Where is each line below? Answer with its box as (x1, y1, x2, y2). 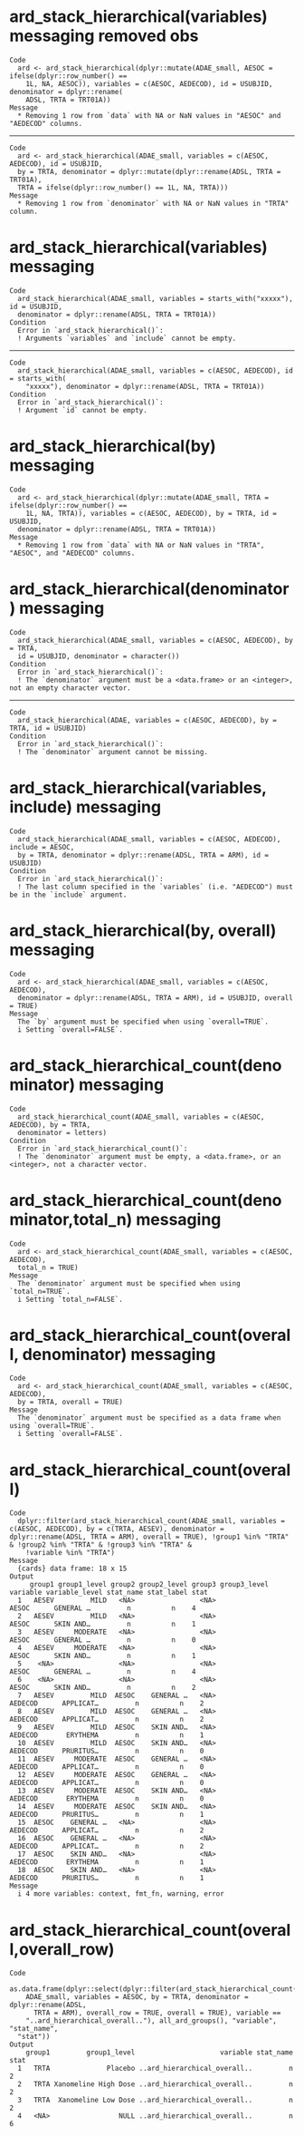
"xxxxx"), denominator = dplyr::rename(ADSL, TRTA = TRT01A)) (25, 382, 265, 391)
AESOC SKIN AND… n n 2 (9, 1684, 196, 1693)
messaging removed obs (9, 25, 199, 46)
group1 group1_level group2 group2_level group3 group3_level (29, 1580, 270, 1589)
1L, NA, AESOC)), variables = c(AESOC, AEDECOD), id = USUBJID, (25, 79, 273, 88)
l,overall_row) (9, 1938, 115, 1959)
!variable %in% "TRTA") (25, 1549, 116, 1558)
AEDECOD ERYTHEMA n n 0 (9, 1794, 204, 1803)
